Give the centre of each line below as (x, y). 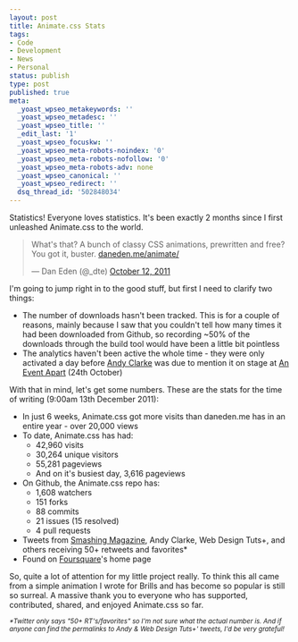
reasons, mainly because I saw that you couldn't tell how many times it (152, 325)
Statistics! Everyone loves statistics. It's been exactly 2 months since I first (146, 217)
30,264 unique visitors (77, 454)
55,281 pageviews (69, 464)
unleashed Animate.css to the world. (77, 227)
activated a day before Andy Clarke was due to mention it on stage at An (156, 363)
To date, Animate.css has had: (78, 435)
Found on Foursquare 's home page (87, 559)
